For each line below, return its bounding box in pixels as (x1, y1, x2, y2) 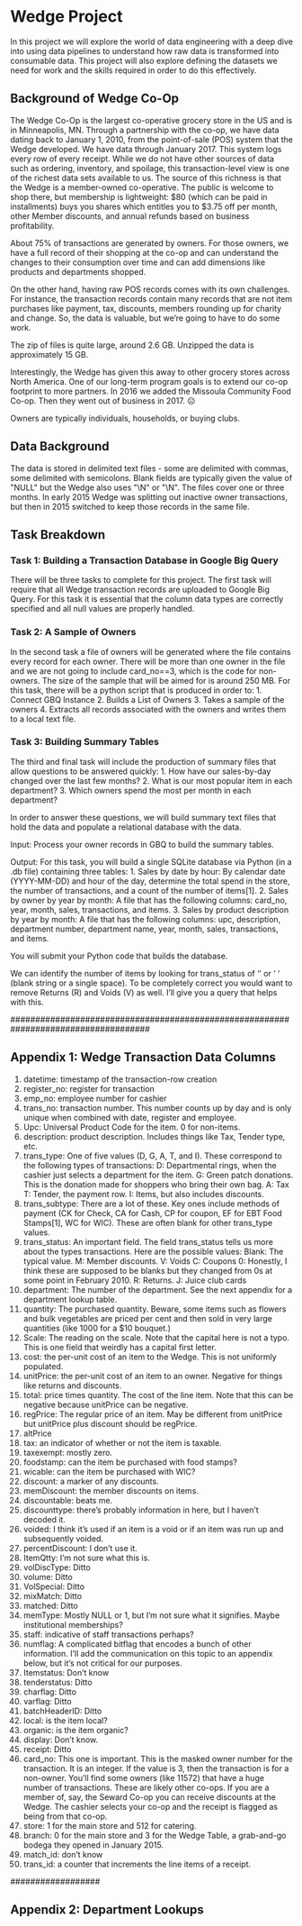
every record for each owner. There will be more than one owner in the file (10, 656, 286, 667)
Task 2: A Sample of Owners (10, 626, 137, 639)
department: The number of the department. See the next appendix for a (22, 1284, 293, 1295)
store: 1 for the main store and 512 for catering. (22, 1820, 197, 1831)
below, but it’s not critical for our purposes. (22, 1658, 182, 1668)
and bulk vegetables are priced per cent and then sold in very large (22, 1313, 272, 1323)
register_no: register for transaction (22, 1083, 155, 1094)
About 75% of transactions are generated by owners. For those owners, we (10, 237, 289, 249)
